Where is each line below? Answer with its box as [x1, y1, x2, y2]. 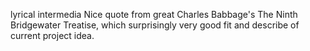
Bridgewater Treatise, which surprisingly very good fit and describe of [10, 19, 300, 31]
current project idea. [10, 30, 95, 41]
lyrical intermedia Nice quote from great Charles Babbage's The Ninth [10, 9, 298, 20]
